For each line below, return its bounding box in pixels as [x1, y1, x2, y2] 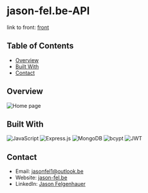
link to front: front [6, 24, 50, 31]
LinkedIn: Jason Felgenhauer [15, 181, 86, 188]
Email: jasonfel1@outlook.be [15, 168, 84, 175]
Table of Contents [6, 41, 74, 51]
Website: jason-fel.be [15, 174, 67, 181]
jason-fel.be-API [6, 4, 90, 18]
